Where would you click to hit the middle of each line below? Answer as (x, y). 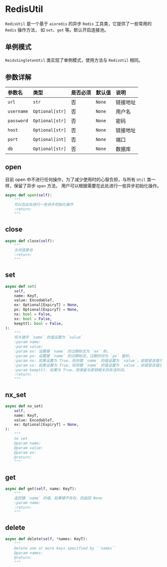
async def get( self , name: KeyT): (41, 489)
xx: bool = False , (33, 319)
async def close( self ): (30, 241)
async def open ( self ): (29, 195)
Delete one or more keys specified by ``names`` (65, 548)
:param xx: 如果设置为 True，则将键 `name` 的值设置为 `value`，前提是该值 (87, 365)
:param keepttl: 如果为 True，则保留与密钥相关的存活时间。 (71, 370)
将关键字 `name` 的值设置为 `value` (49, 338)
